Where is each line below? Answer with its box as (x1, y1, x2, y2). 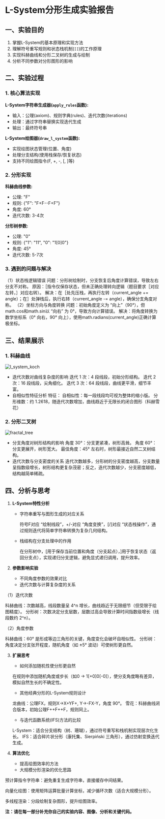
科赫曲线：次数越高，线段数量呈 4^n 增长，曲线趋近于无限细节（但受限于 (5, 602, 153, 608)
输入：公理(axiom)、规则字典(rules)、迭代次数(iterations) (12, 112, 128, 118)
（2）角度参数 (5, 626, 34, 631)
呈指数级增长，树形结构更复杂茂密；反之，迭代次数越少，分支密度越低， (12, 465, 159, 471)
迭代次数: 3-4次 (12, 212, 44, 218)
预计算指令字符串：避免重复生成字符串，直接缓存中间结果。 (5, 777, 126, 783)
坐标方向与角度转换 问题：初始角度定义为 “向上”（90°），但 (26, 302, 145, 308)
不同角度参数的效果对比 (19, 575, 67, 581)
